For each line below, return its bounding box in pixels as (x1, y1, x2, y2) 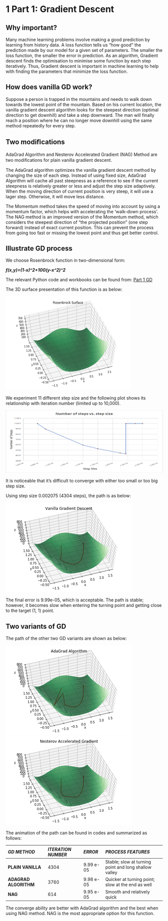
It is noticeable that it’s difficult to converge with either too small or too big (5, 478, 158, 484)
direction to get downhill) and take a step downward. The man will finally (5, 112, 155, 118)
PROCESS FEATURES (105, 849, 150, 855)
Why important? (5, 23, 57, 32)
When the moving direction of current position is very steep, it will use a (5, 188, 154, 194)
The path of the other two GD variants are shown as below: (5, 635, 127, 641)
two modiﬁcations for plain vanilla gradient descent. (5, 157, 112, 163)
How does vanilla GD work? (5, 83, 93, 91)
